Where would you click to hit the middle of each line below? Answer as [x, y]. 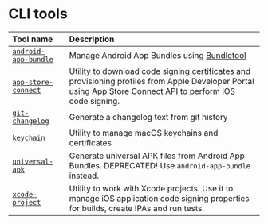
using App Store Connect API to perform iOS [152, 91]
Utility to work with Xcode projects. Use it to [151, 188]
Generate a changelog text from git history [148, 117]
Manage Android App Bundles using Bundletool [158, 55]
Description [92, 39]
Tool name [33, 39]
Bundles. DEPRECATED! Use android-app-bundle [160, 165]
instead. [84, 176]
